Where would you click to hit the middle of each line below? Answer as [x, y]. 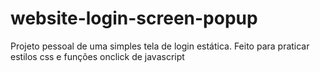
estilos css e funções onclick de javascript [97, 56]
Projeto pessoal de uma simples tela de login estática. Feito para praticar [160, 46]
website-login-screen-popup [134, 18]
